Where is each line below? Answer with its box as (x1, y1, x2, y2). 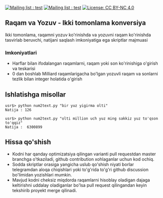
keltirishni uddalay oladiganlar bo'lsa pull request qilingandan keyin (12, 182, 147, 188)
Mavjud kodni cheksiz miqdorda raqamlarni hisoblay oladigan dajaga (12, 177, 150, 183)
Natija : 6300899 (5, 124, 42, 129)
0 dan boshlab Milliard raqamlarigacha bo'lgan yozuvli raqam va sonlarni (12, 71, 158, 77)
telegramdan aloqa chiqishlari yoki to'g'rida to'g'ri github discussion (12, 167, 149, 173)
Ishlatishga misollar (5, 90, 66, 99)
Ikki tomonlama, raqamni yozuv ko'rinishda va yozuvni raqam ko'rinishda (5, 32, 151, 38)
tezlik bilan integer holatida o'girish (12, 76, 82, 82)
